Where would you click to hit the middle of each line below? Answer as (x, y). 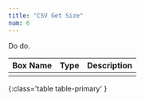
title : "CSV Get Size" (46, 16)
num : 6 (19, 23)
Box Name (32, 65)
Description (110, 65)
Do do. (19, 45)
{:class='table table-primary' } (58, 88)
